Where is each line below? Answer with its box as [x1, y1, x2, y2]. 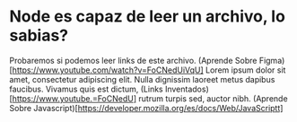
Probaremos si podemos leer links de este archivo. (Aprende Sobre [9, 55, 258, 65]
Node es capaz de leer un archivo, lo [9, 6, 285, 27]
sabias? [9, 25, 69, 46]
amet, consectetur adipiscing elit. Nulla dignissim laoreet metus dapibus [9, 74, 275, 84]
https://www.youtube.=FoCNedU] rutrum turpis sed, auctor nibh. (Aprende [12, 92, 289, 104]
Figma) [258, 55, 285, 65]
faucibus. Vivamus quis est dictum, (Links [9, 83, 163, 94]
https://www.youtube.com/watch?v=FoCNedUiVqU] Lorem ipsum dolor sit [12, 65, 286, 75]
